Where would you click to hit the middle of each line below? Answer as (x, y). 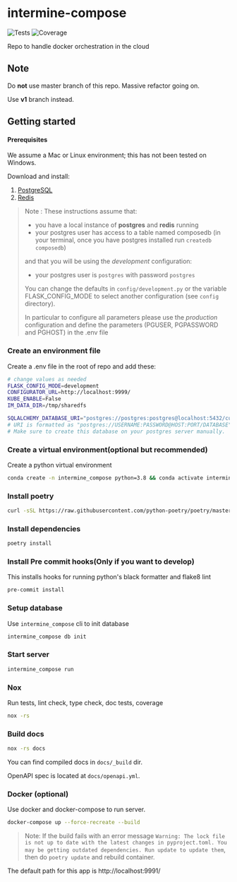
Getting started (42, 122)
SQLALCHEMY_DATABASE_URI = (45, 419)
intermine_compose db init (47, 637)
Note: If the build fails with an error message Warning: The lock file (125, 836)
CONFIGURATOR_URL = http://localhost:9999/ (69, 393)
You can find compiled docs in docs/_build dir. (75, 762)
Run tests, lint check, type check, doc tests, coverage (85, 702)
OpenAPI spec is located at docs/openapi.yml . (74, 776)
